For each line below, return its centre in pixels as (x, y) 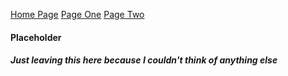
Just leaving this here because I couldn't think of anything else (144, 60)
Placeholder (36, 37)
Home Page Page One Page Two (77, 14)
